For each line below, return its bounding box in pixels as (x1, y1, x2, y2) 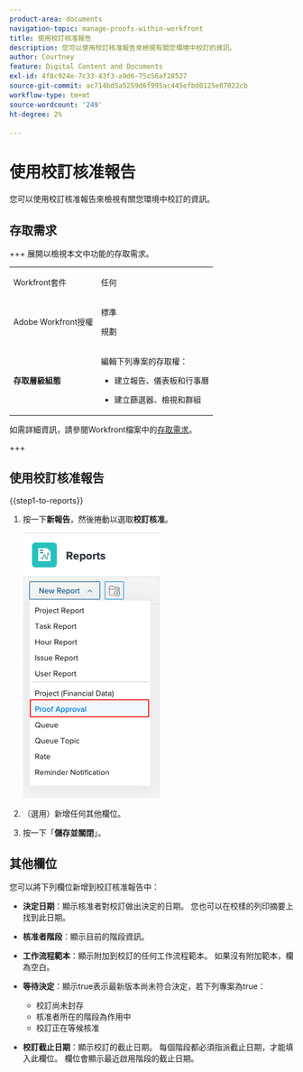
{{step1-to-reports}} (9, 494, 84, 505)
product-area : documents (9, 14, 103, 23)
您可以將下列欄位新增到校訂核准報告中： (9, 882, 160, 892)
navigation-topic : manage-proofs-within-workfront (9, 23, 204, 33)
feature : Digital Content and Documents (9, 62, 164, 71)
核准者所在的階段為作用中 (35, 1012, 132, 1022)
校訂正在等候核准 (35, 1022, 100, 1033)
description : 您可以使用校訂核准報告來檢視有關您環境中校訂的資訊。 (9, 43, 237, 52)
